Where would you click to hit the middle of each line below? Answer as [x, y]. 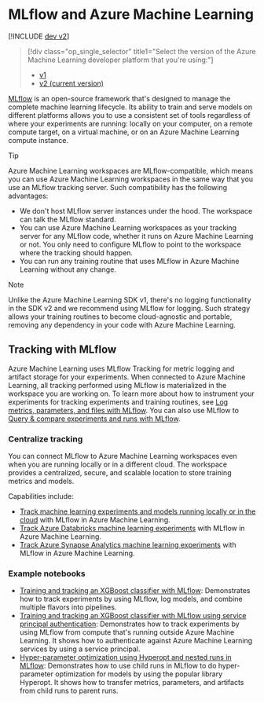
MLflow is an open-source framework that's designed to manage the [119, 98]
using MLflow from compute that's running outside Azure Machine [127, 632]
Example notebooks [47, 573]
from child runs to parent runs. [69, 691]
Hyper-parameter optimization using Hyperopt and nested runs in [125, 657]
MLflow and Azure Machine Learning [131, 15]
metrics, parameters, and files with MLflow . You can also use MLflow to [124, 410]
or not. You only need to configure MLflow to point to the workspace [130, 244]
